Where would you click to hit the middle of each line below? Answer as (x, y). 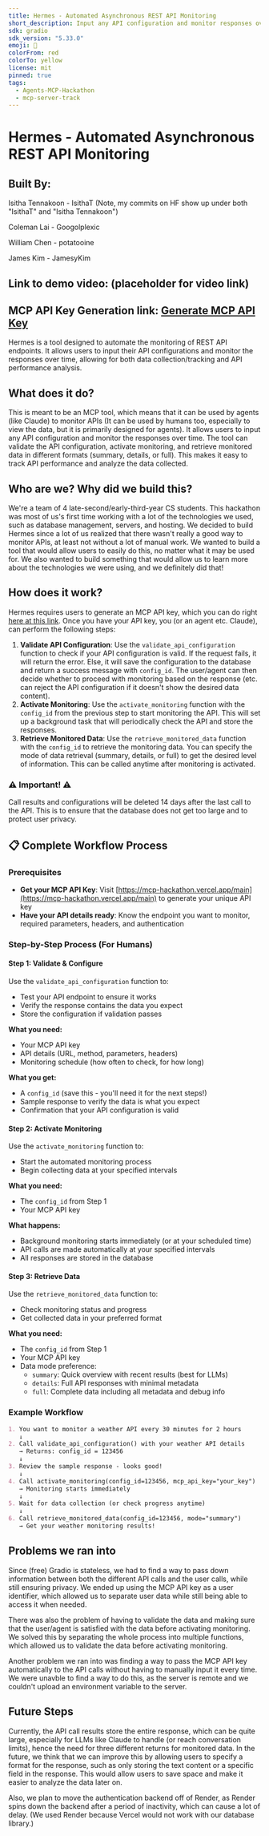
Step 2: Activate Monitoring (55, 1128)
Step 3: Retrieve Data (44, 1276)
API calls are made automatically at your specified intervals (117, 1249)
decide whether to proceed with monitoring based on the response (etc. (139, 679)
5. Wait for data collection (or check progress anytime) (107, 1503)
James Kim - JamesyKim (50, 258)
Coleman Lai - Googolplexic (54, 227)
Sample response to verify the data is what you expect (110, 1102)
